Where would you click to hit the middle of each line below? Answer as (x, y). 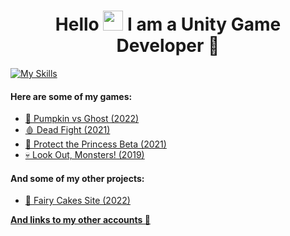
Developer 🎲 (168, 46)
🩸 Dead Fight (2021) (67, 130)
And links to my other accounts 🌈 (80, 220)
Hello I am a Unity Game (168, 24)
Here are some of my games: (71, 96)
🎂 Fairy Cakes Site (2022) (77, 201)
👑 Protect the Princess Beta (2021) (95, 144)
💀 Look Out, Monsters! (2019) (84, 155)
